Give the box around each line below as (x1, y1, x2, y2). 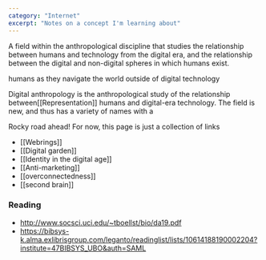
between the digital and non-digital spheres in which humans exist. (8, 58, 230, 68)
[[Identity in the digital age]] (19, 154, 112, 164)
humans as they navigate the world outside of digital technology (8, 74, 220, 83)
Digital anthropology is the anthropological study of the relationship (8, 89, 231, 98)
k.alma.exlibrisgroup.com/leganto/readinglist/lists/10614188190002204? (19, 234, 258, 244)
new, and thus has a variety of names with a (8, 106, 154, 116)
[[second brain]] (19, 179, 75, 189)
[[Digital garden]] (19, 146, 78, 155)
